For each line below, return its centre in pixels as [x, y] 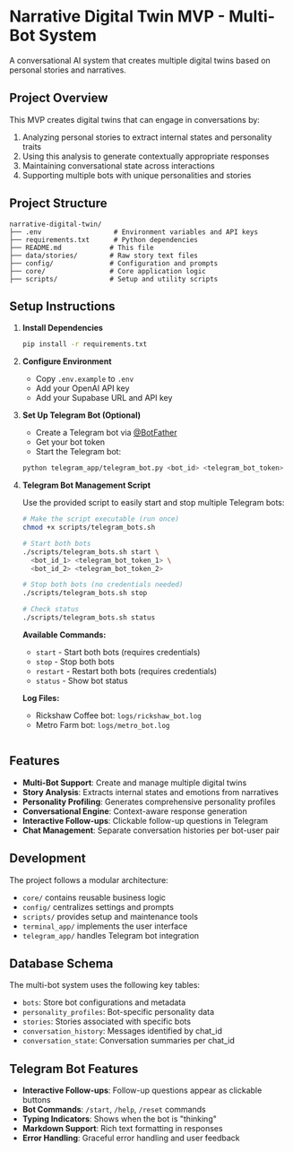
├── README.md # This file [82, 247]
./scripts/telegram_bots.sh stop [85, 593]
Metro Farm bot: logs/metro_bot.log [103, 724]
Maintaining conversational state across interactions [118, 165]
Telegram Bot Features [74, 1069]
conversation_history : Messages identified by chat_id [122, 1031]
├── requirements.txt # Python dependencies [104, 239]
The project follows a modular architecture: [89, 879]
